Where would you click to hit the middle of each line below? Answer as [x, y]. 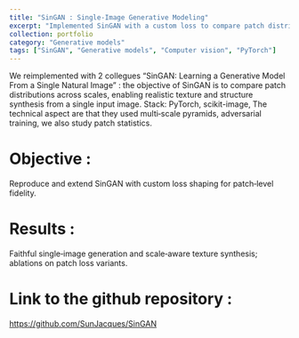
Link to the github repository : [121, 299]
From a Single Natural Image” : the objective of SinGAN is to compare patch [148, 85]
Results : [42, 229]
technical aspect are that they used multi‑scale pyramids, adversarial [136, 114]
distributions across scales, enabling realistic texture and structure [131, 95]
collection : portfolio [51, 34]
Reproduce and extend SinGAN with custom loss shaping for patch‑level [141, 184]
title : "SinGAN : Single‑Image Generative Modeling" [109, 17]
